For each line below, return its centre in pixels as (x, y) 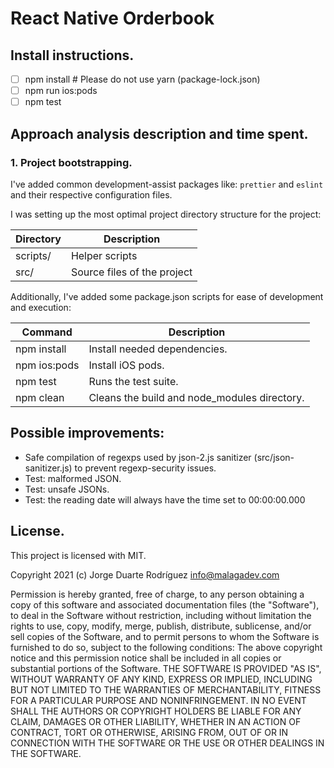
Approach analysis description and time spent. (159, 133)
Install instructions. (72, 55)
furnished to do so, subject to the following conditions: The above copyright (166, 647)
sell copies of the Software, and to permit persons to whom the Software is (165, 636)
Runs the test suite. (133, 381)
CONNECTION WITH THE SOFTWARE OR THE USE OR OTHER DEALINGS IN (167, 743)
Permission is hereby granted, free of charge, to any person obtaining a (157, 594)
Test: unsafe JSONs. (67, 489)
